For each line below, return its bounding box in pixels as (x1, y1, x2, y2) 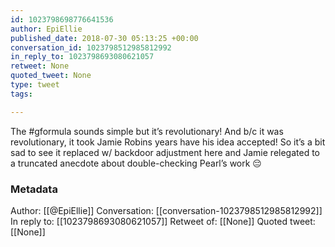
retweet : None (10, 61, 70, 71)
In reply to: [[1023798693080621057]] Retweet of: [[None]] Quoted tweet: (10, 215, 316, 227)
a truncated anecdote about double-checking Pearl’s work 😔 (10, 157, 262, 169)
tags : (10, 89, 33, 99)
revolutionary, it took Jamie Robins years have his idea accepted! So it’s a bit (10, 136, 326, 148)
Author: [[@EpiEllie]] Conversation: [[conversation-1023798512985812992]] (10, 204, 323, 216)
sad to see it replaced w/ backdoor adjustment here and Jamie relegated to (10, 146, 321, 158)
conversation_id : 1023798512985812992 (10, 42, 172, 53)
